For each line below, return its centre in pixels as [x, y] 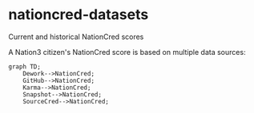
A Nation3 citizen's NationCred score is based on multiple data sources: [127, 52]
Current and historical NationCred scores [76, 37]
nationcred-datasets [79, 15]
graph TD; [25, 66]
